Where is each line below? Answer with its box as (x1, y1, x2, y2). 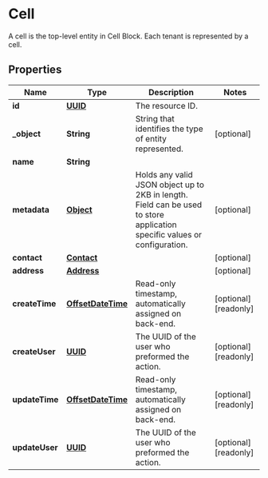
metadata (12, 204, 49, 215)
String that (135, 113, 175, 124)
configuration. (135, 239, 188, 250)
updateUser (12, 441, 58, 452)
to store (135, 209, 165, 220)
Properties (8, 63, 62, 77)
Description (148, 86, 194, 98)
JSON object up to (135, 179, 205, 190)
